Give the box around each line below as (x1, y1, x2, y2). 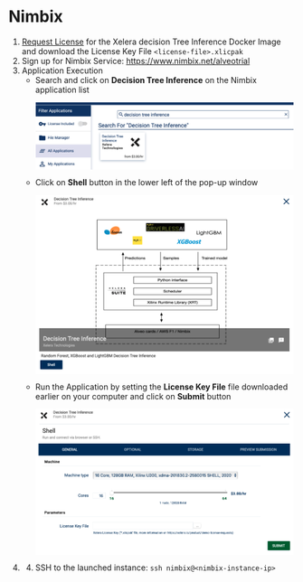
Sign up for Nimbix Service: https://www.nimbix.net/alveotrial (21, 55, 251, 66)
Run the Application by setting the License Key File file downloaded (34, 381, 289, 392)
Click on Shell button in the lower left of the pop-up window (34, 176, 259, 187)
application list (34, 84, 90, 95)
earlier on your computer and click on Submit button (34, 391, 232, 401)
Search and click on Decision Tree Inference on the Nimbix (34, 74, 257, 85)
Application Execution (21, 65, 103, 76)
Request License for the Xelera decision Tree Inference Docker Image (21, 36, 281, 47)
